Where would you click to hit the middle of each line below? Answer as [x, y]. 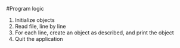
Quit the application [39, 39]
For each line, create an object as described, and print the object [94, 33]
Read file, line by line [40, 26]
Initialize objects [35, 20]
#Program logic [25, 9]
